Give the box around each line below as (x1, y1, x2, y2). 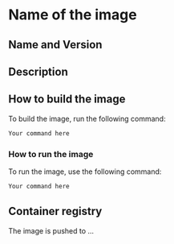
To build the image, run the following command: (8, 114, 166, 123)
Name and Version (8, 38, 103, 52)
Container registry (8, 205, 103, 218)
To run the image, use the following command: (8, 167, 162, 176)
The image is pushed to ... (8, 225, 95, 235)
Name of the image (8, 6, 138, 24)
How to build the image (8, 93, 126, 106)
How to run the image (8, 148, 94, 159)
